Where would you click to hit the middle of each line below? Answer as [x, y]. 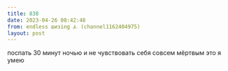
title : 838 [23, 14]
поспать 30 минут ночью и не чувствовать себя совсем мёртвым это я [114, 53]
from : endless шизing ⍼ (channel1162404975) [74, 26]
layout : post [26, 33]
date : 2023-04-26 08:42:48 [47, 20]
